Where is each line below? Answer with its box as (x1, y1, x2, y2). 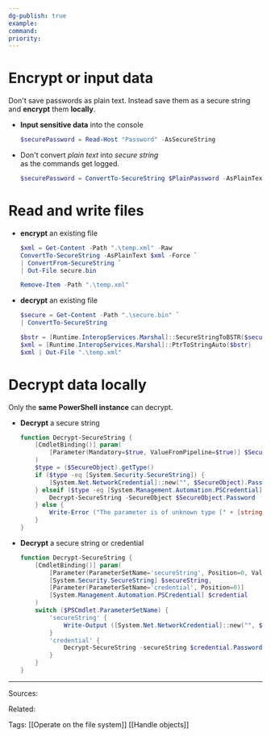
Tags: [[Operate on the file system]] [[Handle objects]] (8, 719, 190, 729)
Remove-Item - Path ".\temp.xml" (19, 281, 129, 289)
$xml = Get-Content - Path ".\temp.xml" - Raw (19, 244, 173, 252)
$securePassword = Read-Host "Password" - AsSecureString (19, 136, 216, 144)
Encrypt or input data (8, 69, 153, 87)
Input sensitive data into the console (19, 120, 144, 130)
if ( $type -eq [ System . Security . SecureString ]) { (35, 471, 206, 479)
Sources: (8, 688, 39, 698)
